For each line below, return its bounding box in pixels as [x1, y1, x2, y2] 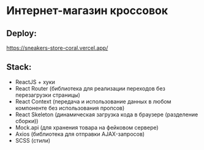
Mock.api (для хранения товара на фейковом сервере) [15, 124, 159, 131]
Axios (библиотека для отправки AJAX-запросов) [15, 130, 145, 138]
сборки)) [15, 117, 39, 124]
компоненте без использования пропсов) [15, 104, 125, 111]
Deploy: [6, 28, 37, 39]
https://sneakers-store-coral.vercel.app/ [6, 44, 108, 51]
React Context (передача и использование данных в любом [15, 97, 172, 105]
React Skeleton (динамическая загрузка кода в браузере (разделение [15, 111, 198, 118]
